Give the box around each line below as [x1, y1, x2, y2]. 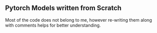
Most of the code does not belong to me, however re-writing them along [5, 17, 152, 23]
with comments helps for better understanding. [5, 22, 101, 28]
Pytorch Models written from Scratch [5, 4, 122, 12]
